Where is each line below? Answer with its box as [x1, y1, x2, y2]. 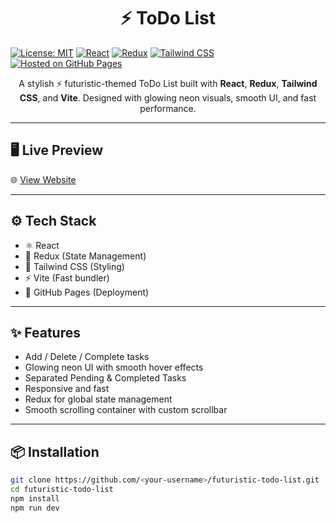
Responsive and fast [24, 383, 110, 395]
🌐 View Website [10, 173, 77, 185]
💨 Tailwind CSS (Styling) [24, 260, 125, 272]
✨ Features [10, 324, 81, 341]
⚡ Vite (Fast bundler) [24, 271, 110, 284]
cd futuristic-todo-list [10, 485, 114, 495]
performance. [139, 102, 197, 114]
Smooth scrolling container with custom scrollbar [24, 404, 228, 416]
